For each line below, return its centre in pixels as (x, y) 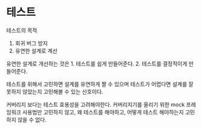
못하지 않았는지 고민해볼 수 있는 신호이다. (55, 91)
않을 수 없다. (32, 119)
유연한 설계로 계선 (36, 51)
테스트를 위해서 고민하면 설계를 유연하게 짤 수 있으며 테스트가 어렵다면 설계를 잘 (100, 84)
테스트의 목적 (22, 30)
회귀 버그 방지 (31, 43)
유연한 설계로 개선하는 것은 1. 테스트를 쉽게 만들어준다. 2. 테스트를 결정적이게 (97, 64)
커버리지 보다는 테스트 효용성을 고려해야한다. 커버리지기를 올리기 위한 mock (96, 104)
